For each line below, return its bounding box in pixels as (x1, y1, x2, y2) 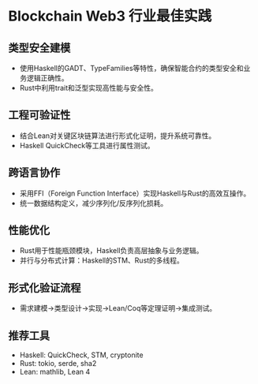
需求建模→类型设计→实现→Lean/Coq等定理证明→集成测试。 (19, 304, 217, 313)
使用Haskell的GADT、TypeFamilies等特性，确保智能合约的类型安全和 (19, 64, 244, 73)
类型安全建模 (8, 41, 71, 54)
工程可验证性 (8, 108, 71, 122)
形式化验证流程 (8, 281, 81, 294)
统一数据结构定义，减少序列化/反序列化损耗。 (19, 198, 168, 207)
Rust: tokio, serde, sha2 (19, 359, 97, 368)
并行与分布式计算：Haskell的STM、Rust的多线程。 (19, 255, 184, 265)
